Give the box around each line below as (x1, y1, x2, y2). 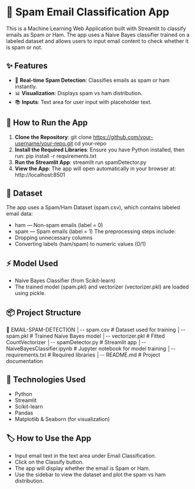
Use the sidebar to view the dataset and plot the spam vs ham (14, 471, 166, 478)
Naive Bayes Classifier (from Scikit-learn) (14, 277, 116, 284)
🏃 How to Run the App (6, 118, 88, 128)
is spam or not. (6, 44, 43, 51)
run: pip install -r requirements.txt (14, 152, 97, 159)
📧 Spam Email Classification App (6, 5, 170, 19)
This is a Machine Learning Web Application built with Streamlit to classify (6, 25, 186, 32)
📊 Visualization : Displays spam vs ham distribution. (14, 89, 143, 96)
